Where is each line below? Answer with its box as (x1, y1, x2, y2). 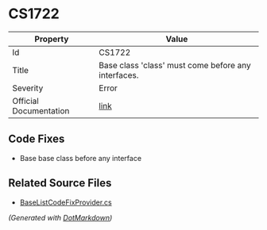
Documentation (12, 105, 70, 116)
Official (12, 95, 40, 106)
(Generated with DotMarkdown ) (8, 213, 113, 222)
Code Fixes (8, 132, 65, 146)
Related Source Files (8, 176, 112, 190)
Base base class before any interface (19, 153, 141, 163)
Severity (12, 82, 44, 94)
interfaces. (99, 69, 139, 80)
